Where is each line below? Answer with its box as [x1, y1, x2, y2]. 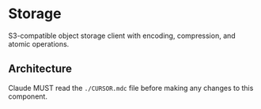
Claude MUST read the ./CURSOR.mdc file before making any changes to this [8, 83, 254, 92]
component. [8, 92, 47, 101]
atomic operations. [8, 39, 70, 48]
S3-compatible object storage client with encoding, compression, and [8, 31, 236, 40]
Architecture [8, 62, 73, 76]
